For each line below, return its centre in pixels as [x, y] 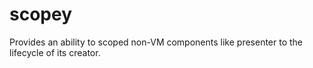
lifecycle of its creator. [55, 52]
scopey [41, 14]
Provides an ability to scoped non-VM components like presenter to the [156, 42]
